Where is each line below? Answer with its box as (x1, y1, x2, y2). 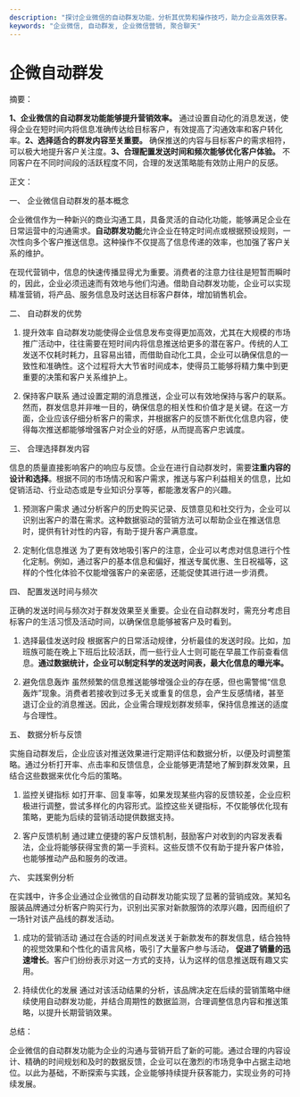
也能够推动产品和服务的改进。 (21, 853, 132, 864)
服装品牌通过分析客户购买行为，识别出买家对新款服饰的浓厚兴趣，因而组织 (9, 902, 283, 913)
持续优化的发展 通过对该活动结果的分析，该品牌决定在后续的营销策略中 (21, 984, 283, 996)
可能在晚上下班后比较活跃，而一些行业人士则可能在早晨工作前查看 (37, 647, 281, 657)
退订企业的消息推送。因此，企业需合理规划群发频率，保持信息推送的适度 (21, 699, 288, 710)
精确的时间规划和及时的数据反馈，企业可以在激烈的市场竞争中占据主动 (24, 1056, 283, 1068)
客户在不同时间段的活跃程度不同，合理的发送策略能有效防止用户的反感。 (16, 157, 283, 168)
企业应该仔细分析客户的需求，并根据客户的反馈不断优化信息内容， (37, 413, 281, 424)
